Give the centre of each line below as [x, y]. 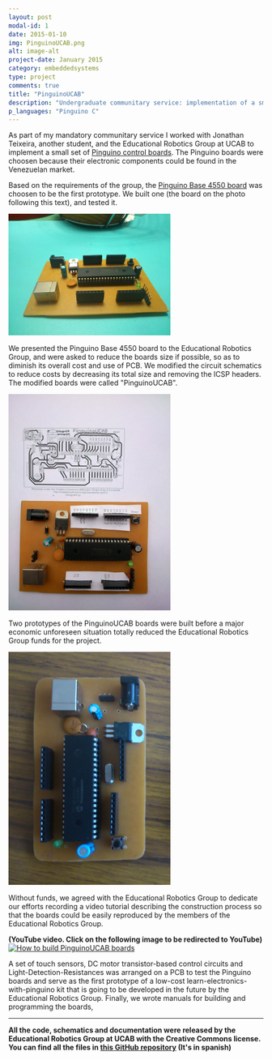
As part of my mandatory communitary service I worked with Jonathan [126, 135]
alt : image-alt [34, 51]
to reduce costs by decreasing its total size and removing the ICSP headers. [135, 374]
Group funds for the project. [55, 640]
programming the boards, [51, 1007]
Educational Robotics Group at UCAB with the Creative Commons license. [135, 1039]
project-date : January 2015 [56, 60]
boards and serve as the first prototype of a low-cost [97, 981]
